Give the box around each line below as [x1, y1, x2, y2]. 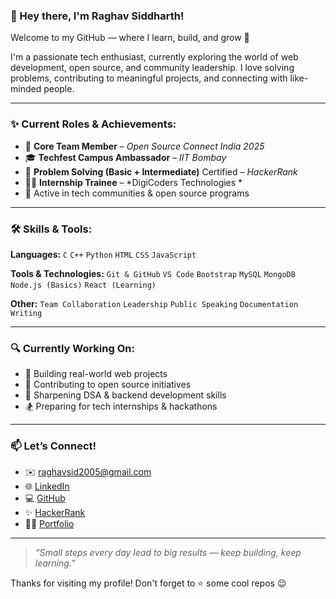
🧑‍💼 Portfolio [24, 518, 75, 530]
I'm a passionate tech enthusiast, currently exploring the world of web [10, 51, 299, 63]
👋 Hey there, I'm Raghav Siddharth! [10, 9, 185, 23]
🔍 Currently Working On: [10, 341, 135, 355]
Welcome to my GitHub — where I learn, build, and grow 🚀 [10, 32, 250, 44]
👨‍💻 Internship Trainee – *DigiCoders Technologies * [24, 176, 243, 188]
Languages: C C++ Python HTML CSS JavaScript [10, 248, 197, 260]
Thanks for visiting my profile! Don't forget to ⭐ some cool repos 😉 [10, 577, 287, 589]
